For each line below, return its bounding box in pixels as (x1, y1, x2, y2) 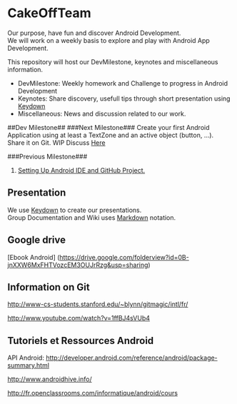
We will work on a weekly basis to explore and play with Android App (7, 36, 211, 44)
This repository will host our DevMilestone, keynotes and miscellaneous (7, 57, 219, 66)
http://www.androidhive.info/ (7, 375, 92, 383)
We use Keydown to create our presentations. (7, 206, 142, 214)
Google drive (7, 234, 66, 246)
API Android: (7, 353, 45, 362)
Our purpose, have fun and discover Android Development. (7, 29, 181, 37)
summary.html (7, 361, 50, 370)
